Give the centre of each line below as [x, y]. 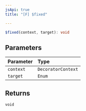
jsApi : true [17, 10]
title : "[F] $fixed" [26, 14]
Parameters [23, 48]
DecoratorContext [58, 69]
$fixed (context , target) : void [37, 32]
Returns [18, 93]
